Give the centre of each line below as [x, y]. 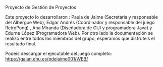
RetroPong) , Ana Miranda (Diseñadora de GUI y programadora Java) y [79, 28]
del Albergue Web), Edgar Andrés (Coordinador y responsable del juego [80, 22]
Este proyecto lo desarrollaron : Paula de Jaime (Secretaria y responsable [82, 17]
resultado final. [21, 44]
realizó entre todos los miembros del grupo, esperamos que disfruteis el [80, 38]
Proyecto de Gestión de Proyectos [41, 7]
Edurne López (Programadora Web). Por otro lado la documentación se [79, 33]
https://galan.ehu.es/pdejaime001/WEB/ [47, 59]
